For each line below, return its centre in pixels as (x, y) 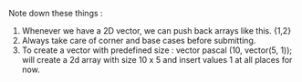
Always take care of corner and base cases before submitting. (139, 41)
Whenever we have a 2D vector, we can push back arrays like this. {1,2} (156, 31)
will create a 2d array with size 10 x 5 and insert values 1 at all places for (157, 60)
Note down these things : (56, 13)
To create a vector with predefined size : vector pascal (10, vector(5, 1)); (157, 50)
